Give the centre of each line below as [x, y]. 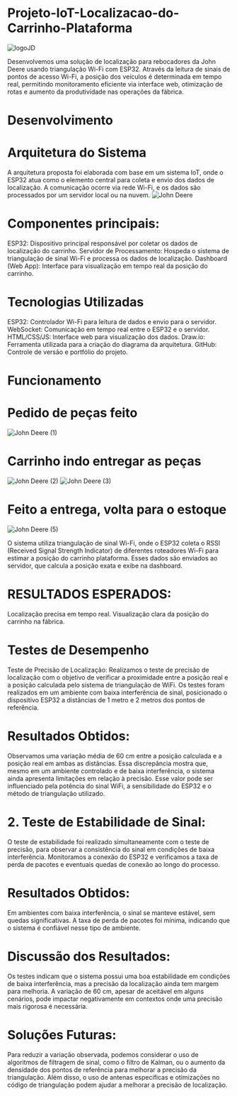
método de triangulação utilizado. [56, 793]
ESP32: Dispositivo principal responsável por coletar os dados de [103, 243]
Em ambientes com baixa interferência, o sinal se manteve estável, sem [111, 912]
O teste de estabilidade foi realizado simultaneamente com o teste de [109, 841]
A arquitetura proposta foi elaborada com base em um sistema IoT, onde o [116, 172]
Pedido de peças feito [73, 413]
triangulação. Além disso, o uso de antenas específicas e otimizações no [114, 1077]
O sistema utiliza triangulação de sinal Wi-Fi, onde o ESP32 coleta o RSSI [114, 543]
